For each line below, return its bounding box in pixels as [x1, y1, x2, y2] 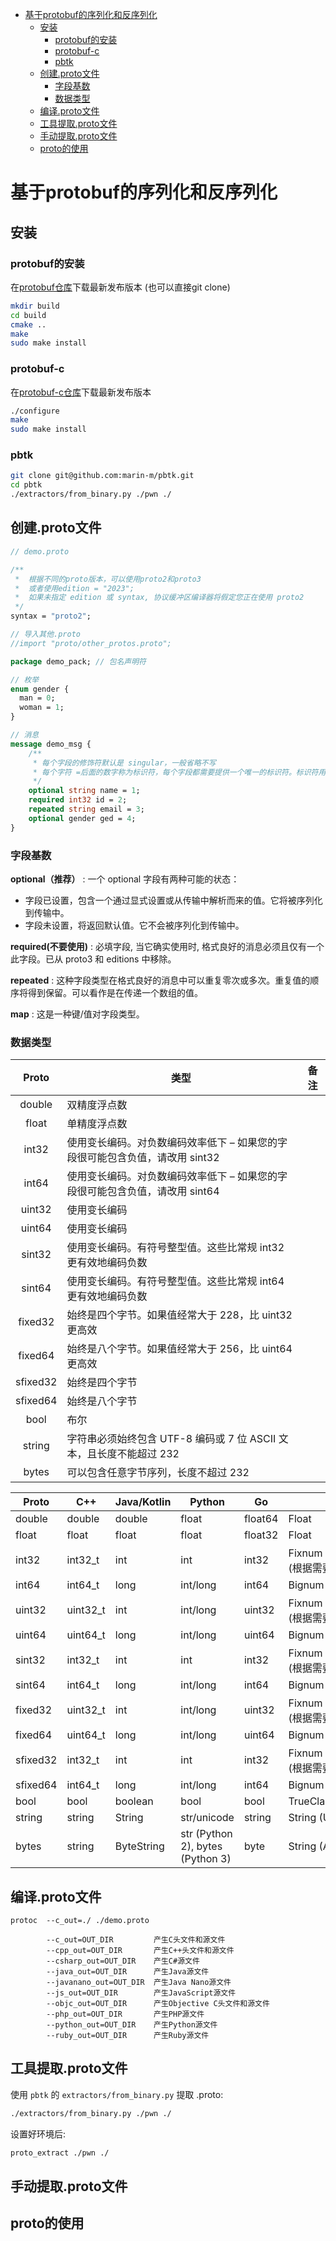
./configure [10, 406, 60, 416]
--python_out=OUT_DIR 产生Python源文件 [46, 2020, 218, 2030]
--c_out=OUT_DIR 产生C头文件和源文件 [46, 1935, 226, 1945]
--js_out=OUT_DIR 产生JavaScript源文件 [46, 1988, 237, 1998]
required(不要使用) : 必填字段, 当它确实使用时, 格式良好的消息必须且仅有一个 [10, 940, 325, 952]
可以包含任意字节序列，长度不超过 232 [66, 1466, 250, 1480]
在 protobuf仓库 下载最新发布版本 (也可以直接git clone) [10, 281, 231, 293]
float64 [243, 1512, 279, 1526]
